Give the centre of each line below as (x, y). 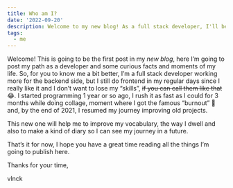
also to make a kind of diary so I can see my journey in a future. (98, 131)
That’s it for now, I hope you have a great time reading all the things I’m (108, 144)
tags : (15, 33)
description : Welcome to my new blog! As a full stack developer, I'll (113, 26)
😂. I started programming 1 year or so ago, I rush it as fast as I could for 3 (113, 96)
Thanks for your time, (38, 165)
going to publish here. (38, 152)
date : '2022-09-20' (35, 20)
